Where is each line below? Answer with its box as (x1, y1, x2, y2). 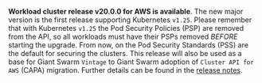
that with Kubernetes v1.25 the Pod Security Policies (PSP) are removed (8, 24, 244, 32)
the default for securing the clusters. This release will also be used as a (8, 49, 242, 58)
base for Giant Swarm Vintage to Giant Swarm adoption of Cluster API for (8, 57, 255, 66)
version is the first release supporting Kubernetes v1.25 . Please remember (8, 15, 252, 25)
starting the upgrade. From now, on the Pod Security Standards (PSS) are (8, 40, 249, 50)
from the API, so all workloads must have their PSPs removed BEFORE (8, 32, 238, 41)
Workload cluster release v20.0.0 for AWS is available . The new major (8, 7, 244, 16)
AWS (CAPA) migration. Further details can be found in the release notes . (8, 66, 243, 74)
